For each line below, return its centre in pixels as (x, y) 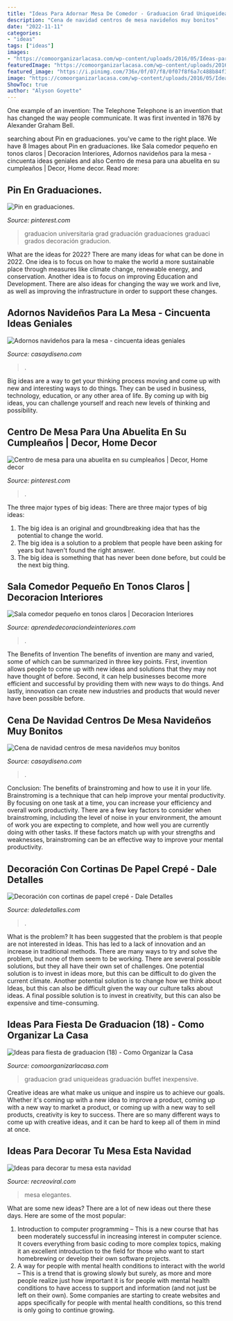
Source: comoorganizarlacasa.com (58, 1065)
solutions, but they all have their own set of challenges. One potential (106, 966)
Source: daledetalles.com (44, 910)
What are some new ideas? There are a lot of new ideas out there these (109, 1208)
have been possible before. (46, 699)
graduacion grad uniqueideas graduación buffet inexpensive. (111, 1079)
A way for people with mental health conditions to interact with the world (121, 1266)
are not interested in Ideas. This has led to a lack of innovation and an (106, 944)
